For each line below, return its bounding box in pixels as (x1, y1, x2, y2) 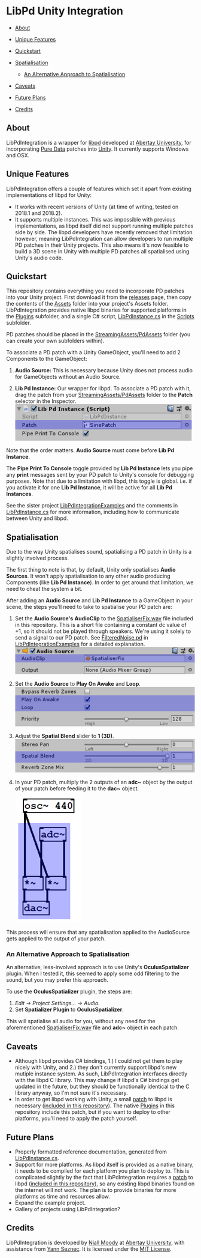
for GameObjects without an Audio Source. (14, 373, 121, 381)
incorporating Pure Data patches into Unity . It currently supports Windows (6, 145, 189, 153)
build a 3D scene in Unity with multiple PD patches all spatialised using (14, 247, 190, 255)
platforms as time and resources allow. (14, 1193, 111, 1200)
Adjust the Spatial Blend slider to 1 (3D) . (14, 732, 114, 739)
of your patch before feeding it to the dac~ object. (14, 785, 139, 792)
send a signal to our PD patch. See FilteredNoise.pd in (14, 634, 148, 641)
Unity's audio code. (14, 254, 63, 261)
